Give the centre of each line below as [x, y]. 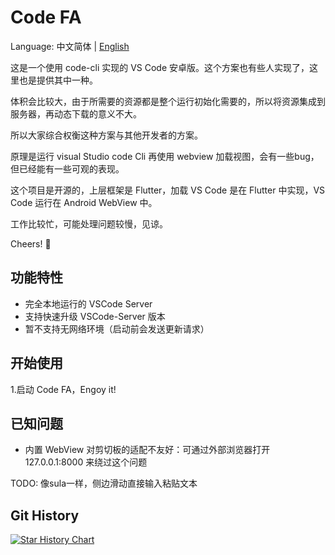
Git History [45, 515]
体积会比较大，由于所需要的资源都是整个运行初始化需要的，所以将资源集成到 [168, 101]
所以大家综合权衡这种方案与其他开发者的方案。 [106, 135]
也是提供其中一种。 [58, 80]
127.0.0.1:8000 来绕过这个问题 [86, 462]
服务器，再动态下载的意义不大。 [76, 113]
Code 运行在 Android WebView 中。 [84, 202]
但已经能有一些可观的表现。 [67, 168]
